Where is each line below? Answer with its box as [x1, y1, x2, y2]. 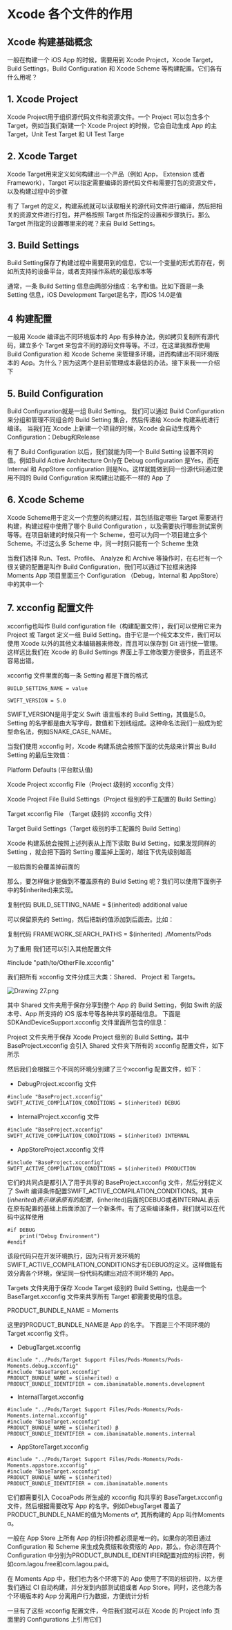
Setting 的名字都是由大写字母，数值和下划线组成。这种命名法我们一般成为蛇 [7, 718, 223, 727]
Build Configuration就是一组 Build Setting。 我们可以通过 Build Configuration [7, 407, 224, 415]
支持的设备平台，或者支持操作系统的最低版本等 [19, 267, 153, 275]
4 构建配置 [7, 313, 52, 325]
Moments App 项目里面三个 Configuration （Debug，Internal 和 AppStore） [7, 571, 222, 579]
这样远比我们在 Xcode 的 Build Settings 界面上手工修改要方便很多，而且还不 [7, 648, 223, 656]
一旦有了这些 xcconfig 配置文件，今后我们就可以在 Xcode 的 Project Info [7, 1606, 213, 1615]
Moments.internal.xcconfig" [7, 1412, 88, 1419]
